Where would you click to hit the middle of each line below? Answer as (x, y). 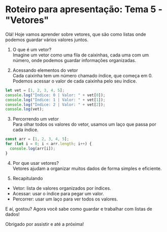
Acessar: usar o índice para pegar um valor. (58, 193)
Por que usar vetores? (36, 163)
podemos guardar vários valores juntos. (47, 40)
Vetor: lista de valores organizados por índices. (62, 188)
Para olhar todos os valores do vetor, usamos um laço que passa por (84, 124)
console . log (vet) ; (25, 109)
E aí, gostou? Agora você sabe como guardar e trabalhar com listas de (79, 209)
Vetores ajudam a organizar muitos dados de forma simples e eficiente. (87, 168)
